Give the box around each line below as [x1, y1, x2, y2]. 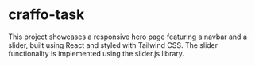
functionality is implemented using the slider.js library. [8, 49, 185, 58]
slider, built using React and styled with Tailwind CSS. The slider [8, 40, 218, 49]
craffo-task [8, 6, 85, 24]
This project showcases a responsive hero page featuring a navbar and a [8, 32, 248, 41]
